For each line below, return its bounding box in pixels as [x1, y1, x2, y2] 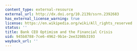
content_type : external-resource [5, 7, 73, 12]
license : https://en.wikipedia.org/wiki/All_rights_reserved [5, 20, 133, 26]
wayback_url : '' [5, 39, 38, 44]
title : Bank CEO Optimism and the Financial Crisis [5, 30, 113, 34]
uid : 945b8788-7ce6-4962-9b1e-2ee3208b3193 [5, 34, 95, 39]
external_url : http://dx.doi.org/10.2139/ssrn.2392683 [5, 12, 119, 17]
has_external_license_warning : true [5, 16, 80, 21]
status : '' [5, 25, 27, 30]
